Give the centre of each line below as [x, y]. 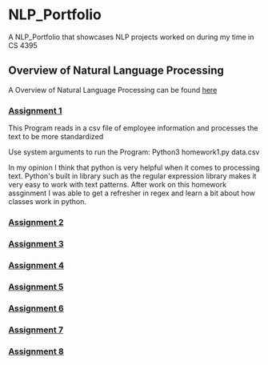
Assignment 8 [36, 351]
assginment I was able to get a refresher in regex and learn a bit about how [132, 193]
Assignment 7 [36, 330]
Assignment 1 [35, 110]
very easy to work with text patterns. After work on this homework [117, 185]
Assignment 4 [36, 265]
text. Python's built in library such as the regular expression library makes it [132, 176]
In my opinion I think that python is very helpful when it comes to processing [134, 168]
